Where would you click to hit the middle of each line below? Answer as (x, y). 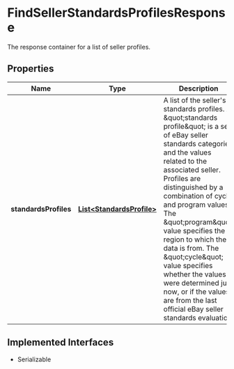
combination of (188, 196)
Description (198, 88)
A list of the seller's (195, 100)
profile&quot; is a (191, 126)
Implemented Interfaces (61, 343)
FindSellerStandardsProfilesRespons (117, 13)
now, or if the (185, 292)
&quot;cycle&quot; (194, 257)
